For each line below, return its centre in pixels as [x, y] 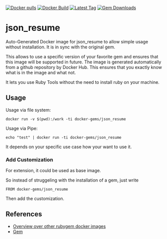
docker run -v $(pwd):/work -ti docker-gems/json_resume [66, 119]
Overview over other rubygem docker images [59, 226]
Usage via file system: [28, 110]
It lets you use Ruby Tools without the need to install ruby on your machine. [83, 82]
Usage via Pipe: [22, 128]
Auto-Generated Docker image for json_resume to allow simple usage [77, 41]
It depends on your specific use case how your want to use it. [69, 147]
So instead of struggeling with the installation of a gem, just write [72, 180]
